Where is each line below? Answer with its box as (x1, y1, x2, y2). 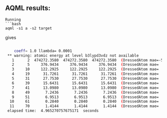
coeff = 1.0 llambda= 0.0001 (14, 48, 72, 54)
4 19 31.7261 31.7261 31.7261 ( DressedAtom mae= (11, 71, 159, 76)
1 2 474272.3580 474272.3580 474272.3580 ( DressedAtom (11, 58, 148, 62)
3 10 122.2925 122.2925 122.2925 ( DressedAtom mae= (11, 67, 159, 72)
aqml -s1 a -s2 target (5, 26, 52, 31)
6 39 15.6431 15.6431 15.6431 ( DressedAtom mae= (11, 80, 159, 86)
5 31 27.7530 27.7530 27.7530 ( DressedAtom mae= (11, 76, 159, 81)
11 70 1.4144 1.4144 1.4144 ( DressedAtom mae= (9, 104, 159, 109)
